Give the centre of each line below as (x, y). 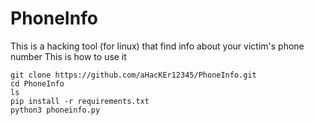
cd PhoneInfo (37, 83)
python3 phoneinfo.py (55, 110)
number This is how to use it (68, 56)
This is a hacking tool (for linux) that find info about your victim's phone (157, 46)
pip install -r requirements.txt (80, 101)
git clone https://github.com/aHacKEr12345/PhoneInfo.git (133, 75)
